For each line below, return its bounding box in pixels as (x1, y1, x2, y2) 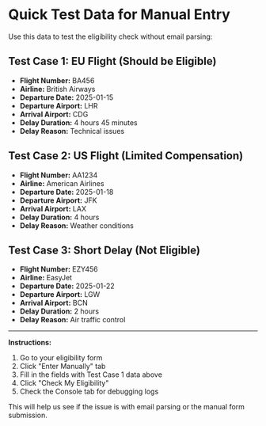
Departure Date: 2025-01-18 (19, 187, 114, 196)
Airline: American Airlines (19, 178, 104, 188)
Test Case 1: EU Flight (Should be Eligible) (8, 55, 217, 68)
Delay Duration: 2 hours (19, 306, 100, 316)
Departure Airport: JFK (19, 196, 97, 205)
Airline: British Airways (19, 84, 96, 93)
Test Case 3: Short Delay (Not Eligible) (8, 243, 200, 257)
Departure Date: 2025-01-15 (19, 93, 113, 102)
